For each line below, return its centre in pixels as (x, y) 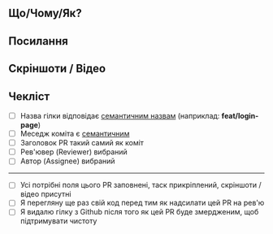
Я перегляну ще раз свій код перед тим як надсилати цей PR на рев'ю (142, 203)
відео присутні (45, 194)
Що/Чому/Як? (45, 13)
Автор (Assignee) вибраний (67, 161)
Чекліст (29, 96)
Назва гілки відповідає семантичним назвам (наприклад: (120, 115)
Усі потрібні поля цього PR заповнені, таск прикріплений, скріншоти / (141, 185)
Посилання (39, 41)
